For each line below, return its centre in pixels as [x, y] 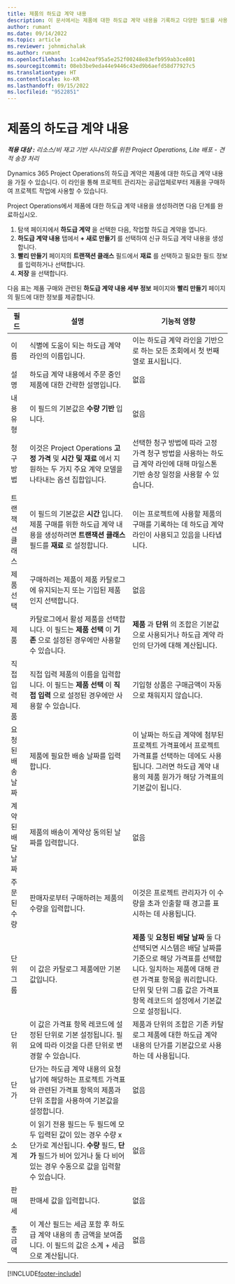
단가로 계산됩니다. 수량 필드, [73, 1146]
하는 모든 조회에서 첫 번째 [180, 351]
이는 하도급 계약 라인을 [168, 340]
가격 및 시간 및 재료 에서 [74, 459]
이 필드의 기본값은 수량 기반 [72, 409]
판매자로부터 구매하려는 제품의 [76, 898]
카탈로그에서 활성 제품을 [67, 620]
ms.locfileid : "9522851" [43, 92]
